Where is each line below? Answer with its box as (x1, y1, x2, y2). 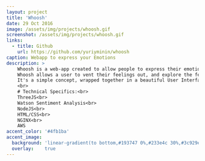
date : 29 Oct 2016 (6, 20, 53, 26)
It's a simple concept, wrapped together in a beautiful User (17, 77, 179, 83)
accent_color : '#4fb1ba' (6, 129, 70, 135)
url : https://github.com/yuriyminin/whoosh (17, 49, 130, 55)
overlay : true (12, 145, 56, 152)
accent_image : (6, 134, 43, 141)
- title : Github (12, 43, 53, 50)
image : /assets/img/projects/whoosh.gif (6, 26, 111, 32)
